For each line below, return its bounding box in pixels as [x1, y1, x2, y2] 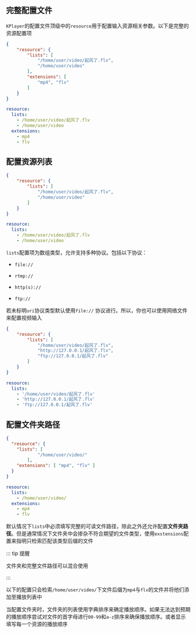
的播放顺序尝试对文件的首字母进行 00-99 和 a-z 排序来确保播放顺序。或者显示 [6, 613, 186, 620]
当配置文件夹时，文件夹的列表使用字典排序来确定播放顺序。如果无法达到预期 [6, 606, 191, 613]
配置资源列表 [6, 156, 53, 166]
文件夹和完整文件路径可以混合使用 [6, 562, 88, 570]
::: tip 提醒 [6, 550, 30, 557]
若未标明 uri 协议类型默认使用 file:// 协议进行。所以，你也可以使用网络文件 [6, 307, 188, 314]
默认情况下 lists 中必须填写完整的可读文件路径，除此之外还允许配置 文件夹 [6, 523, 183, 530]
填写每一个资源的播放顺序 [6, 621, 68, 628]
